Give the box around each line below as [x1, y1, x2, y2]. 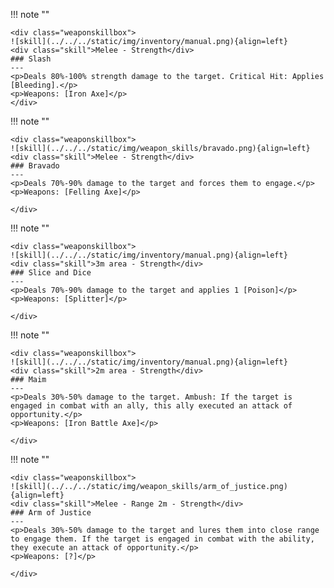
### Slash [10, 54, 52, 64]
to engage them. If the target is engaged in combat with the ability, [10, 534, 315, 544]
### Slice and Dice [10, 268, 92, 278]
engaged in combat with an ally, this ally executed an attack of [10, 401, 293, 411]
